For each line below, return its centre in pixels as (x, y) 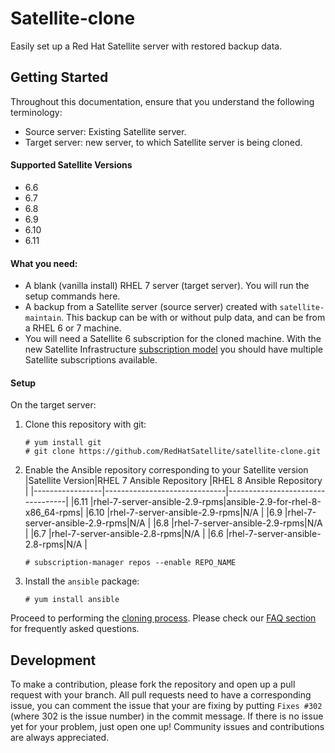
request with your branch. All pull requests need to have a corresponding (161, 695)
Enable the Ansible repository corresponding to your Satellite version (166, 470)
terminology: (36, 112)
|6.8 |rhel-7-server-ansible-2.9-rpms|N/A (238, 523)
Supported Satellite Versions (71, 165)
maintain (43, 318)
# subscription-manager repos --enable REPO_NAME (130, 563)
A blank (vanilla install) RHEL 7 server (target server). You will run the (167, 286)
